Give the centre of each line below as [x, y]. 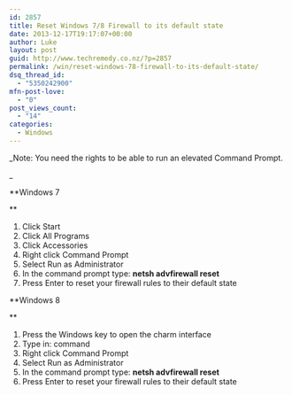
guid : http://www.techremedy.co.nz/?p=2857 [91, 58]
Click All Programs [56, 236]
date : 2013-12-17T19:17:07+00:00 [71, 34]
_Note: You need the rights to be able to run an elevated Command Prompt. [146, 158]
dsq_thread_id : [37, 75]
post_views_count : [43, 108]
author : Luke [33, 42]
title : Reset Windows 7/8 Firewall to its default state [116, 26]
